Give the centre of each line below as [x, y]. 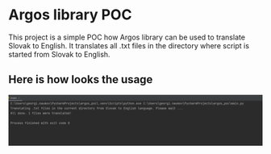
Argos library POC [70, 15]
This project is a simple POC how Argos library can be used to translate [127, 37]
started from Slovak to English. [59, 54]
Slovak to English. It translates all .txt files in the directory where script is [129, 45]
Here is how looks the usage [81, 79]
